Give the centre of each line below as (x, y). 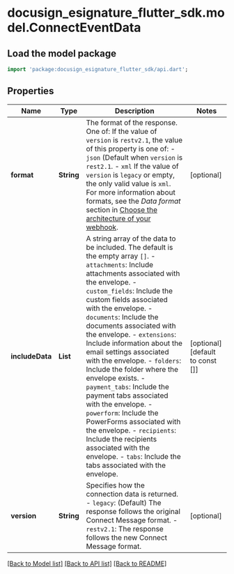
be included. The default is (130, 247)
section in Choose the (122, 209)
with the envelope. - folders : (134, 361)
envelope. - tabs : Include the (133, 456)
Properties (31, 91)
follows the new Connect (127, 537)
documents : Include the (122, 317)
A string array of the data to (131, 239)
